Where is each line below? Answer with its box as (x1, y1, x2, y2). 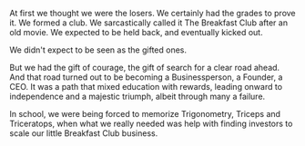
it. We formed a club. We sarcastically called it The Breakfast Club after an (9, 17, 289, 28)
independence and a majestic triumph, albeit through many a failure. (9, 91, 266, 102)
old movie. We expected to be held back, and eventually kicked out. (9, 27, 263, 37)
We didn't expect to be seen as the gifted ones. (9, 44, 188, 55)
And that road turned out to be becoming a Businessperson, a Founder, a (9, 72, 283, 83)
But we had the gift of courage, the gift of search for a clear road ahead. (9, 63, 280, 73)
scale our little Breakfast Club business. (9, 128, 158, 139)
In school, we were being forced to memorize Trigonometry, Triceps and (9, 109, 280, 119)
